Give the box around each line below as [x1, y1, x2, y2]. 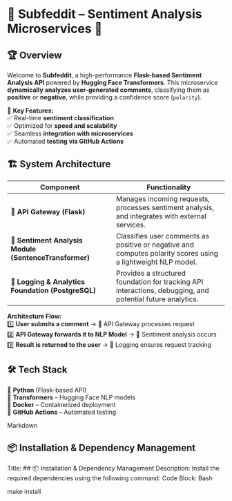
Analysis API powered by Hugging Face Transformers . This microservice [7, 79, 218, 86]
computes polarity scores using [116, 248, 219, 258]
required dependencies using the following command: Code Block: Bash [7, 474, 213, 482]
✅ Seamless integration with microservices [7, 129, 133, 138]
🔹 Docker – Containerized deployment [7, 400, 116, 408]
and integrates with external [116, 211, 207, 220]
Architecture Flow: [7, 312, 62, 320]
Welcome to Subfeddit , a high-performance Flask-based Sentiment [7, 71, 202, 79]
